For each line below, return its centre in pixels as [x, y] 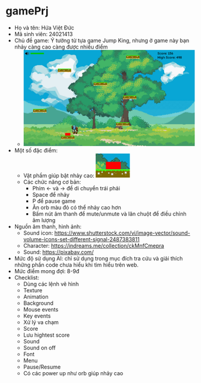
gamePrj [27, 11]
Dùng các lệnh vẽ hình [51, 284]
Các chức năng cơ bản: [52, 182]
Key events [37, 316]
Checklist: [27, 277]
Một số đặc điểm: [36, 150]
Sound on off [39, 348]
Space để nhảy [51, 195]
